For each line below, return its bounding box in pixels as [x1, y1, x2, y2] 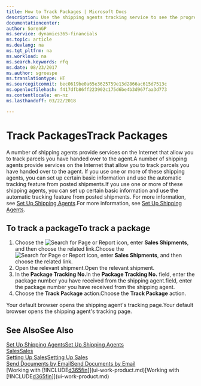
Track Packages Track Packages [6, 129, 168, 142]
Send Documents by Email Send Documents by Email [6, 360, 136, 367]
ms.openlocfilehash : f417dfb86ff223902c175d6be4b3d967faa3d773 [6, 87, 167, 93]
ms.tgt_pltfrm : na [6, 48, 52, 54]
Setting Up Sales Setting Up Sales [6, 354, 89, 361]
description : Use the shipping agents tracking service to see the [6, 14, 178, 20]
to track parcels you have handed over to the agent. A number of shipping [6, 155, 187, 162]
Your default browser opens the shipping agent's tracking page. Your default [6, 302, 194, 309]
